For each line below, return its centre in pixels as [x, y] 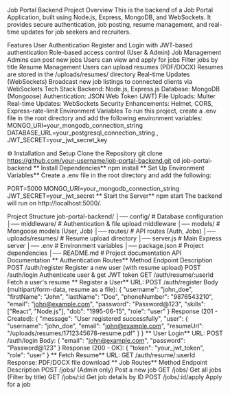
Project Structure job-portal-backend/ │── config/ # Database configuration [115, 216]
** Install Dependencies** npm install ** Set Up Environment [119, 168]
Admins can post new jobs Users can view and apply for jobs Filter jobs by [113, 60]
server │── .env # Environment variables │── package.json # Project [105, 246]
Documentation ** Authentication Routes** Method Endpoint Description [110, 260]
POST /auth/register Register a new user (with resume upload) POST [104, 268]
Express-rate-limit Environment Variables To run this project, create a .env [112, 111]
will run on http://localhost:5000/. [54, 203]
